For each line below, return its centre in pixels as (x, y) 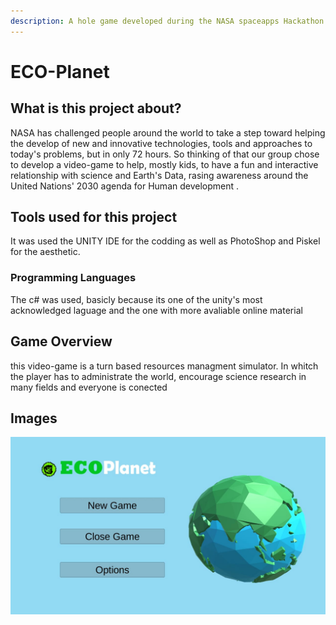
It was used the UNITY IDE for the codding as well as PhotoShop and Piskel (165, 241)
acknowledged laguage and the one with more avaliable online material (156, 310)
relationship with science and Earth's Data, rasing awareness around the (159, 175)
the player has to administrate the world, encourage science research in (158, 376)
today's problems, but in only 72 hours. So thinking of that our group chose (165, 154)
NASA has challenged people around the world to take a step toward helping (168, 132)
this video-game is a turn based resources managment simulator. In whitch (164, 366)
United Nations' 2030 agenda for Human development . (125, 186)
